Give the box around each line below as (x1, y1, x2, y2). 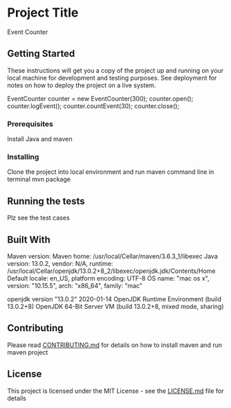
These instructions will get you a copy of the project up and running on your (7, 66, 223, 74)
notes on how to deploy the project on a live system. (7, 81, 156, 89)
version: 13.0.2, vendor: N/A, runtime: (7, 259, 113, 267)
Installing (7, 152, 39, 161)
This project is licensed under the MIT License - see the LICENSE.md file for (7, 387, 224, 395)
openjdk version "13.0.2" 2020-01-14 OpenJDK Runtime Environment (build (7, 294, 221, 303)
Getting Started (7, 48, 75, 60)
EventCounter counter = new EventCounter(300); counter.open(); (7, 94, 194, 103)
